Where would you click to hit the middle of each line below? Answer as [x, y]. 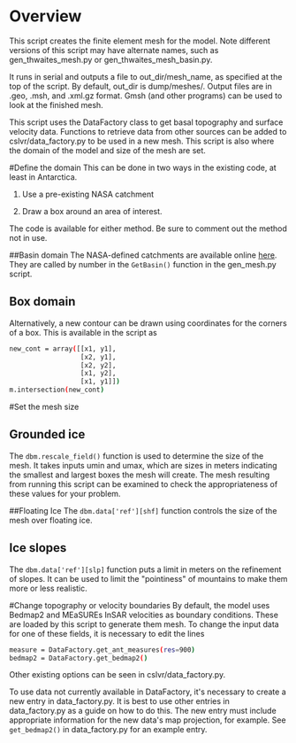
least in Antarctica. [43, 177]
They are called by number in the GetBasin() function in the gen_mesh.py [143, 264]
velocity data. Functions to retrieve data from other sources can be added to [148, 131]
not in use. [28, 237]
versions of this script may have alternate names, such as [114, 50]
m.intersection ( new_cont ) [57, 390]
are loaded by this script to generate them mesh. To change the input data [144, 624]
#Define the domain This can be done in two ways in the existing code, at [143, 167]
